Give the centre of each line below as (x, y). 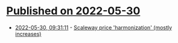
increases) (28, 33)
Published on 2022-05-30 (73, 11)
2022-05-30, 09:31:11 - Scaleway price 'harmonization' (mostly (94, 27)
